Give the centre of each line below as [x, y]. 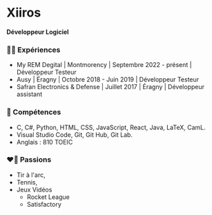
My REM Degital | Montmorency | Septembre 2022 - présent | [104, 65]
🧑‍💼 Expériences [33, 50]
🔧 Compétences [34, 112]
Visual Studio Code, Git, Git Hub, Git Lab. [74, 134]
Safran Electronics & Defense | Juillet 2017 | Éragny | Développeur [110, 87]
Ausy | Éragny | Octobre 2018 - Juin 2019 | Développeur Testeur [108, 80]
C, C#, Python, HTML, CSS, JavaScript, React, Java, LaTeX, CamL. [111, 127]
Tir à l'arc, [31, 175]
